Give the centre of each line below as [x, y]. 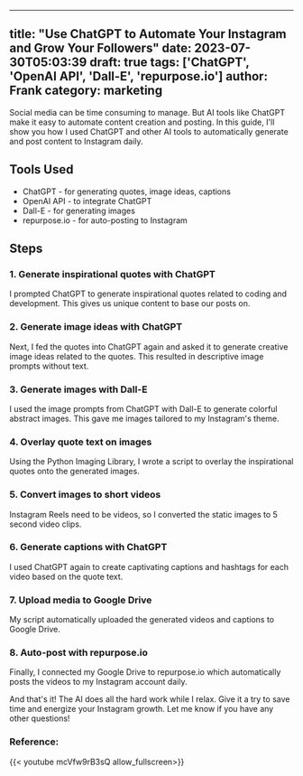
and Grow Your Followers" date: [101, 48]
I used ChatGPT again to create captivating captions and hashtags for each [149, 566]
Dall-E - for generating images [78, 210]
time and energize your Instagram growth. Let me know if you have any [142, 709]
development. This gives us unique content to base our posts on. [130, 304]
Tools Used [41, 169]
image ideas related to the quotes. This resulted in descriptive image [137, 356]
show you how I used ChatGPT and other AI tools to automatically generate [149, 131]
